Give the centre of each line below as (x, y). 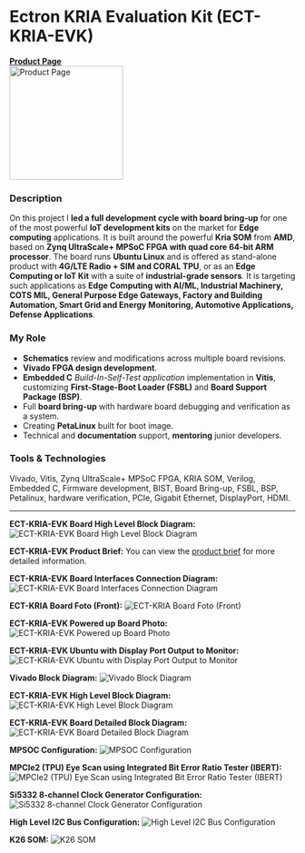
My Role (28, 338)
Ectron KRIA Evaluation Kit (111, 17)
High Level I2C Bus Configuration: (75, 822)
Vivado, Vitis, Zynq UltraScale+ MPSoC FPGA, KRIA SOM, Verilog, (133, 478)
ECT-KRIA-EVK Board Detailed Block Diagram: (98, 722)
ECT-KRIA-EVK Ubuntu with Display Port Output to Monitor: (124, 650)
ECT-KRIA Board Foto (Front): (66, 605)
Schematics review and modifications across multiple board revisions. (154, 358)
